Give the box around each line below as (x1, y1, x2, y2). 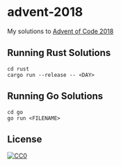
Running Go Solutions (7, 91, 104, 102)
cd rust (7, 65, 30, 73)
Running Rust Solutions (7, 47, 111, 59)
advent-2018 (7, 4, 83, 20)
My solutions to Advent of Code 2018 (7, 27, 114, 35)
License (7, 133, 42, 145)
